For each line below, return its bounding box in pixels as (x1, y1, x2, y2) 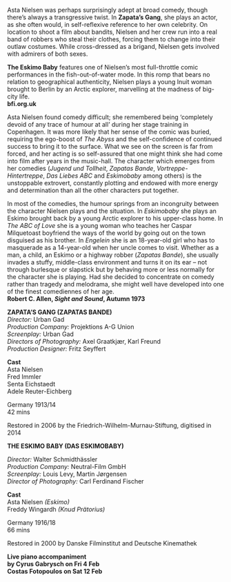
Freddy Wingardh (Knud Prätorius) (7, 506, 106, 513)
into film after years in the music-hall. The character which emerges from (7, 157, 215, 165)
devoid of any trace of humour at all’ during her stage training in (7, 121, 189, 128)
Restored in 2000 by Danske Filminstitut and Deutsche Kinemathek (7, 539, 198, 547)
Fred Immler (7, 373, 41, 381)
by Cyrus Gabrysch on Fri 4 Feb (7, 560, 100, 568)
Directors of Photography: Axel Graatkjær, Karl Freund (7, 337, 161, 345)
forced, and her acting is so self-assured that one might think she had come (7, 149, 223, 158)
